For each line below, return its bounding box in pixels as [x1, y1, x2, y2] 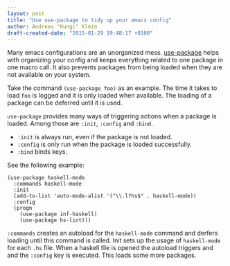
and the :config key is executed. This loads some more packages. [7, 251, 197, 260]
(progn [13, 205, 33, 212]
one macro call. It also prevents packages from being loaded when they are [7, 63, 223, 71]
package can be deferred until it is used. [7, 98, 123, 107]
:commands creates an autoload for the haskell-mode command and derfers [7, 229, 218, 238]
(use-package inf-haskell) [19, 211, 98, 218]
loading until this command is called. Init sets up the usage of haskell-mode [7, 236, 221, 245]
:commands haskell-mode [13, 181, 82, 188]
